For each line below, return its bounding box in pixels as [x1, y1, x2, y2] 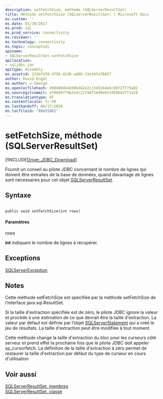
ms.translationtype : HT [5, 95, 54, 100]
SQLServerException [5, 267, 48, 273]
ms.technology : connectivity [5, 40, 65, 45]
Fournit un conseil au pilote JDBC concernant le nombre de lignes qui [5, 166, 147, 172]
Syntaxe [5, 191, 31, 199]
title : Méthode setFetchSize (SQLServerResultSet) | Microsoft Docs [5, 12, 149, 17]
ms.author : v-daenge [5, 81, 48, 86]
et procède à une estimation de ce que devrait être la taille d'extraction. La [5, 315, 157, 321]
